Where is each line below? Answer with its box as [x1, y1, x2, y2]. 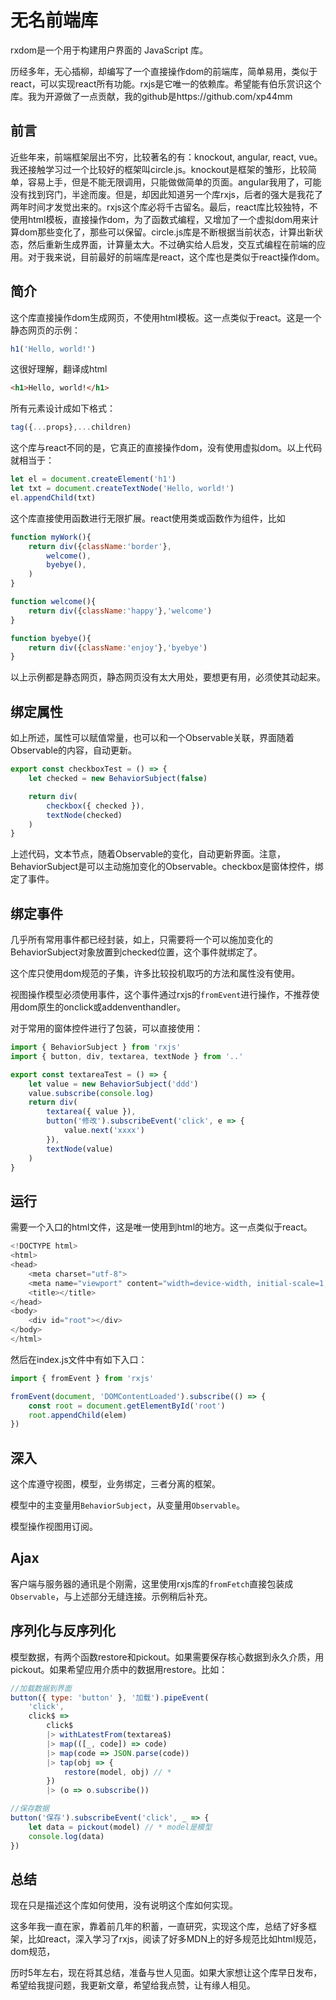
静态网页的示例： [10, 324, 81, 336]
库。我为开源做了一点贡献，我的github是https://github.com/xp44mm [10, 90, 293, 102]
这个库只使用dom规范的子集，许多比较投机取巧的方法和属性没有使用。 [10, 967, 301, 980]
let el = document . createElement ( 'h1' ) [10, 474, 177, 485]
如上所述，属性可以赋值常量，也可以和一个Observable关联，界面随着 [10, 732, 295, 744]
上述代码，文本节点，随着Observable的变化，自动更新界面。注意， [10, 848, 287, 860]
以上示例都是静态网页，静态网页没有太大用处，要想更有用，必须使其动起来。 [10, 671, 326, 683]
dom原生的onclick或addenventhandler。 [18, 1001, 187, 1013]
